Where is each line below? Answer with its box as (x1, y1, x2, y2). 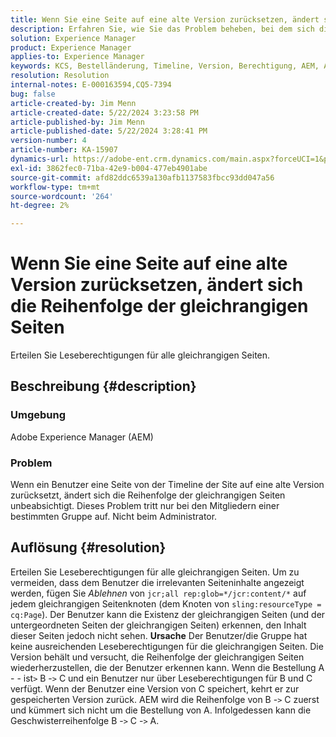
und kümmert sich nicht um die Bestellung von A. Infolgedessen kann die (10, 704, 312, 716)
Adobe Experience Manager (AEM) (10, 431, 154, 443)
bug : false (10, 89, 56, 99)
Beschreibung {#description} (10, 378, 197, 395)
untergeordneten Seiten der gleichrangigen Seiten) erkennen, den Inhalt (10, 619, 307, 631)
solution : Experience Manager (10, 33, 137, 43)
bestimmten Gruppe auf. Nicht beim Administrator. (10, 511, 218, 523)
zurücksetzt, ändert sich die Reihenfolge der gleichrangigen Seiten (10, 489, 286, 501)
